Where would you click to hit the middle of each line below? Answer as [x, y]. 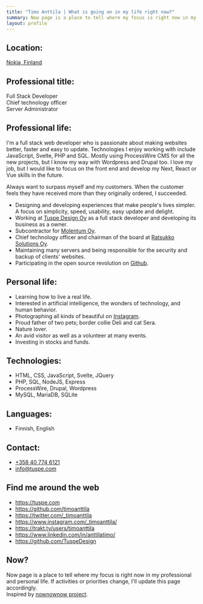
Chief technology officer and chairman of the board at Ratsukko [95, 237]
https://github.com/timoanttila [52, 509]
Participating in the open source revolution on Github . [82, 263]
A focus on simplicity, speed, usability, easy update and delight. [95, 211]
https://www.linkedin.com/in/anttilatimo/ [65, 534]
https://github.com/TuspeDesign [56, 541]
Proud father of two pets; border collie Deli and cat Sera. [85, 322]
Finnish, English [35, 429]
